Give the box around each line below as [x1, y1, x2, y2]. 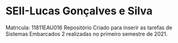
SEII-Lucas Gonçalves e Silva [5, 4, 153, 18]
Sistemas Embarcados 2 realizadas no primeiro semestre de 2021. [5, 30, 168, 37]
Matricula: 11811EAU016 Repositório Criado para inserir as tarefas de [5, 24, 173, 31]
